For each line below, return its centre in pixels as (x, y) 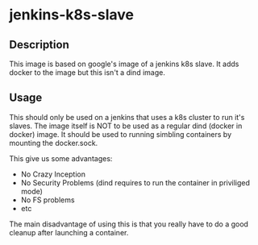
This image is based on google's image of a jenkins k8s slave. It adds (124, 64)
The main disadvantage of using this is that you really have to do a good (129, 224)
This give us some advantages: (61, 158)
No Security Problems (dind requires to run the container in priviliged (135, 182)
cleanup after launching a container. (69, 232)
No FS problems (48, 200)
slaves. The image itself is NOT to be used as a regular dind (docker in (126, 126)
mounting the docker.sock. (54, 143)
